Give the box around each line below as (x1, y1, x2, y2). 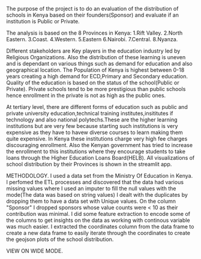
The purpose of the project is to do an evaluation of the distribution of (6, 5, 179, 12)
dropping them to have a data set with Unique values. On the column (6, 197, 176, 205)
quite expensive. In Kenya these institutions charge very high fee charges (6, 135, 188, 142)
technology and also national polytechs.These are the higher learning (6, 116, 178, 123)
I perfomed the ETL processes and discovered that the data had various (6, 179, 184, 185)
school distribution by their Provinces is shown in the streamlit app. (6, 161, 172, 167)
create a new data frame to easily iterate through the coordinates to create (6, 230, 191, 236)
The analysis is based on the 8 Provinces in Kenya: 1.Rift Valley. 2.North (6, 29, 183, 36)
